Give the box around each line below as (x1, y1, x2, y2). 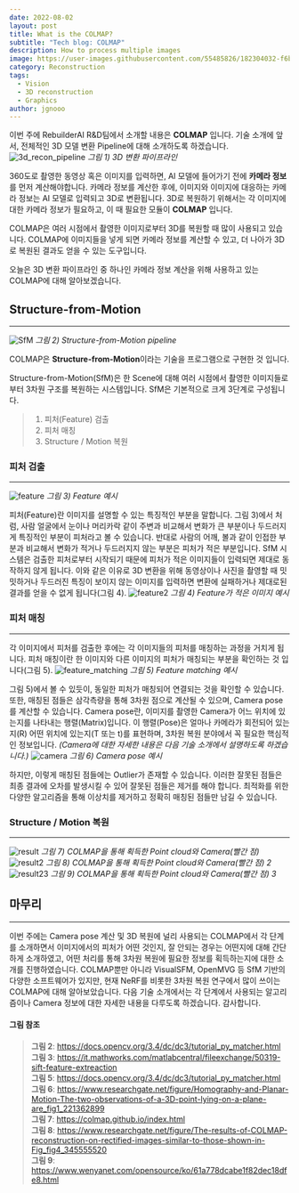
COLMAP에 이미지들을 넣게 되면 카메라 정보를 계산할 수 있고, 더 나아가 (28, 234, 273, 245)
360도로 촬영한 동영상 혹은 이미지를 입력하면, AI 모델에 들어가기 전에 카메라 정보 (9, 171, 287, 182)
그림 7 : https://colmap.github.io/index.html (30, 1114, 185, 1124)
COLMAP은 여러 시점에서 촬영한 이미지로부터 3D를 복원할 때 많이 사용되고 (9, 223, 267, 234)
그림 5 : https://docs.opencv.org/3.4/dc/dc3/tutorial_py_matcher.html (30, 1072, 281, 1083)
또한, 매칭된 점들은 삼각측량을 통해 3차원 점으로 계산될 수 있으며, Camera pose (9, 694, 283, 705)
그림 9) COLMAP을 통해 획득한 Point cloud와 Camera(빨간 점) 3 (50, 868, 277, 879)
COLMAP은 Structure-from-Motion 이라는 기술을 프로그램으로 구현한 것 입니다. (9, 353, 290, 365)
